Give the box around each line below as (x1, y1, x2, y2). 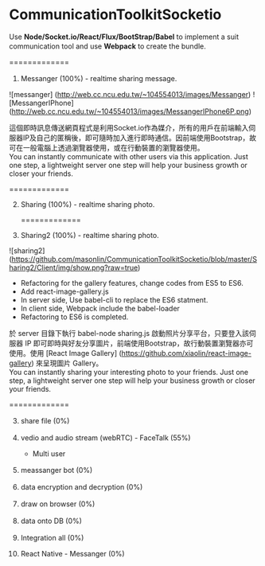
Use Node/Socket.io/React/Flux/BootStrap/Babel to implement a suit (9, 32, 240, 41)
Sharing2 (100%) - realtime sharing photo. (20, 230, 160, 240)
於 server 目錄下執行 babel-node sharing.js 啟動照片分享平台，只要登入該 (9, 328, 250, 338)
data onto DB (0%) (20, 516, 83, 525)
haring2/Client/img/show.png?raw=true (9, 263, 138, 272)
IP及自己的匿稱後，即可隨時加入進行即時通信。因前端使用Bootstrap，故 (22, 133, 257, 142)
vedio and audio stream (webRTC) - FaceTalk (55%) (20, 432, 191, 443)
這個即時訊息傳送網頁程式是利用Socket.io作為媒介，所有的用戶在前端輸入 (9, 123, 249, 132)
